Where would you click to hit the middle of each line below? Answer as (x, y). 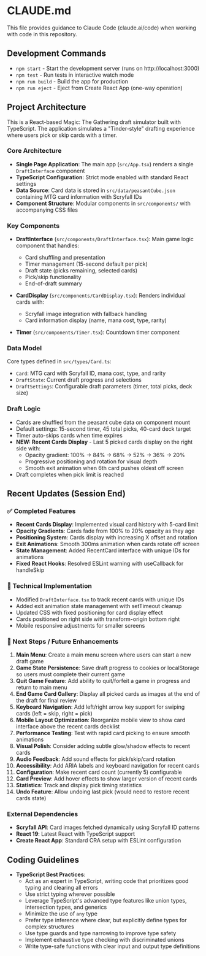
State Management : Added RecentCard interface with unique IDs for (103, 550)
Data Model (25, 349)
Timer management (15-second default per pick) (86, 264)
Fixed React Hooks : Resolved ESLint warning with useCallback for (100, 564)
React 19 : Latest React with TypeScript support (75, 834)
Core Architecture (34, 151)
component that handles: (47, 245)
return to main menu (42, 687)
